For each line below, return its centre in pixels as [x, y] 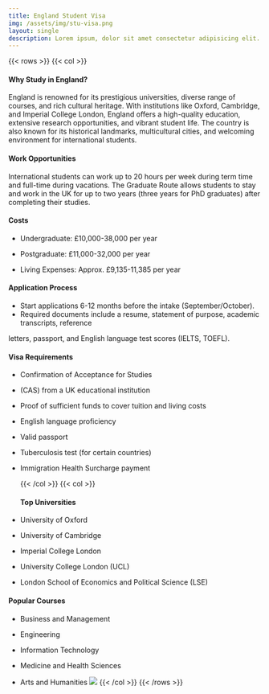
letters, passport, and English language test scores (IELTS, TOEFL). [119, 339]
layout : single [34, 31]
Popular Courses [37, 601]
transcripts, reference [56, 323]
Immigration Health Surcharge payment [85, 468]
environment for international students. [73, 140]
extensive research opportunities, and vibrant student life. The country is [129, 123]
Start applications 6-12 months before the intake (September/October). [137, 306]
